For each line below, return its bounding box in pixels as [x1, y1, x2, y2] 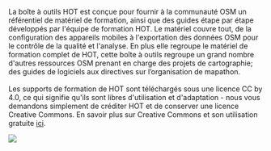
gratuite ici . [8, 119, 46, 128]
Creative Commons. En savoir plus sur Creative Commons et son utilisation [8, 110, 258, 120]
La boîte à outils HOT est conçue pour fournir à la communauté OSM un [8, 7, 247, 16]
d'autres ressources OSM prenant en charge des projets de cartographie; [8, 58, 253, 68]
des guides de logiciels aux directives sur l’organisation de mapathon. [8, 67, 241, 76]
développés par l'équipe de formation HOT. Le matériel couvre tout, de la [8, 24, 252, 33]
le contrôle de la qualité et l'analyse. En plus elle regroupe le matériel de [8, 41, 248, 51]
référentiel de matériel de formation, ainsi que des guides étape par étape [8, 15, 254, 25]
